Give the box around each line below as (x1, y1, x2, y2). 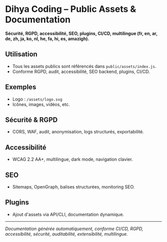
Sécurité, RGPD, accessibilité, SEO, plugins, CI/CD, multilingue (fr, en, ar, (5, 30, 158, 36)
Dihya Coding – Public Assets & (5, 3, 137, 15)
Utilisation (5, 50, 38, 59)
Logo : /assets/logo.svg (12, 96, 63, 102)
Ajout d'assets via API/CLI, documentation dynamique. (12, 211, 124, 217)
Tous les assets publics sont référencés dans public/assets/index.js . (12, 63, 157, 69)
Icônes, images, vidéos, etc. (12, 101, 70, 107)
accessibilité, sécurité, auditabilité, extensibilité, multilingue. (5, 231, 128, 237)
